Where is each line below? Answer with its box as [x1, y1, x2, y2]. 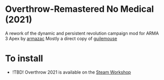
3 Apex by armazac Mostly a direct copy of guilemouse [5, 36, 117, 41]
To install [5, 53, 43, 64]
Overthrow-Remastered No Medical [5, 3, 154, 15]
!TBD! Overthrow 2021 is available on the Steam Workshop [12, 69, 131, 75]
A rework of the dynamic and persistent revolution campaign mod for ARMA [5, 30, 159, 36]
